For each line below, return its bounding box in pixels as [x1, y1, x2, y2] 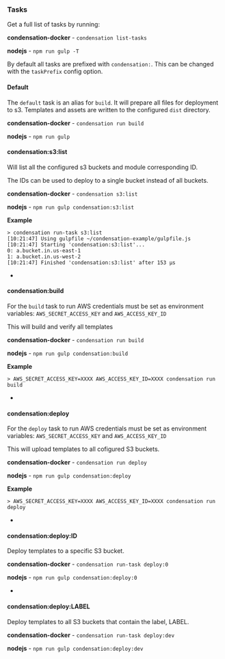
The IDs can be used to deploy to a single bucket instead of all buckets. [7, 176, 209, 184]
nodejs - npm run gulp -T [7, 47, 79, 55]
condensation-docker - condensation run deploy [7, 458, 147, 467]
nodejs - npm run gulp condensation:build [7, 349, 129, 357]
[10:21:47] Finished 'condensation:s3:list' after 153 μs [7, 259, 176, 266]
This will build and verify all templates [7, 322, 114, 331]
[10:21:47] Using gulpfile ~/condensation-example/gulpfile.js [7, 235, 191, 242]
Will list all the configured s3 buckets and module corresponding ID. [7, 163, 198, 171]
